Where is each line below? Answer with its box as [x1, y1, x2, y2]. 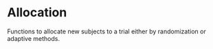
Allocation [7, 5, 67, 20]
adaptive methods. [7, 34, 60, 42]
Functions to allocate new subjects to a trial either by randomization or [7, 27, 206, 35]
